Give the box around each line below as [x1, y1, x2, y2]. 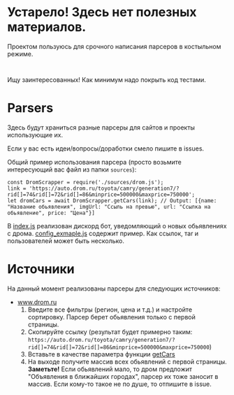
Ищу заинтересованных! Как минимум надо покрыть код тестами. [7, 75, 206, 84]
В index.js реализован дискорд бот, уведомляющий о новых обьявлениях [7, 221, 227, 230]
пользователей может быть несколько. [7, 236, 124, 245]
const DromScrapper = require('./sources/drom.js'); [7, 179, 164, 186]
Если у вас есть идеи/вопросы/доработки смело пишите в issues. [7, 144, 205, 153]
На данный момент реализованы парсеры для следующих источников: [7, 284, 221, 293]
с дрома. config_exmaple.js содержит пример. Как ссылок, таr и [7, 229, 199, 237]
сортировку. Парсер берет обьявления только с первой [27, 312, 196, 321]
